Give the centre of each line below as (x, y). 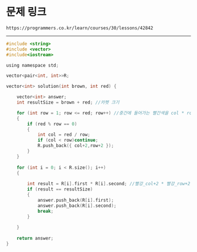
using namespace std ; (33, 65)
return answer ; (35, 239)
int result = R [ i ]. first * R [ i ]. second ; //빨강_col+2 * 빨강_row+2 (109, 184)
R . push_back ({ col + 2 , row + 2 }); (76, 146)
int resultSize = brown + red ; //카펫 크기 (68, 103)
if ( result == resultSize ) (60, 189)
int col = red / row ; (64, 135)
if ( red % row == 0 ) (52, 124)
